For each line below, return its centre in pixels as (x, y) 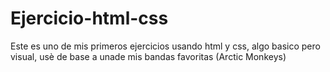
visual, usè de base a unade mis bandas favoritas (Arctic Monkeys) (148, 56)
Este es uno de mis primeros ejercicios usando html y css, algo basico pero (165, 46)
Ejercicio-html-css (89, 18)
